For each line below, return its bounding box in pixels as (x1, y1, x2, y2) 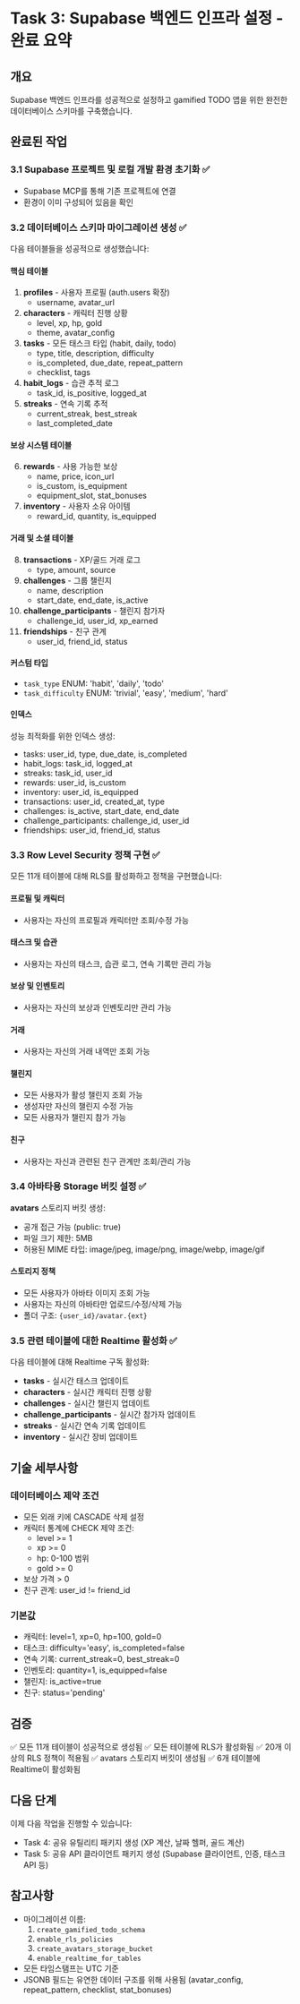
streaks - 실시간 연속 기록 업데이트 (22, 1420, 147, 1431)
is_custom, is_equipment (36, 481, 128, 492)
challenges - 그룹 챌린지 (22, 575, 113, 586)
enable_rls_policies (36, 1935, 114, 1944)
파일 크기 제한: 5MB (22, 1232, 93, 1243)
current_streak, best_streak (36, 408, 138, 419)
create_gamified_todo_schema (36, 1925, 146, 1934)
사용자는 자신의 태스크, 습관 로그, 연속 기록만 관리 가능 (22, 958, 212, 969)
